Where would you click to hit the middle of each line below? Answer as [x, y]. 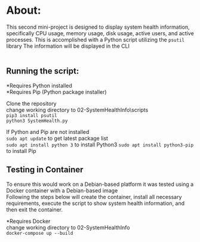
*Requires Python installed [39, 85]
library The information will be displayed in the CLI [68, 46]
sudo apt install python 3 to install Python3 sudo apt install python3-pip [100, 145]
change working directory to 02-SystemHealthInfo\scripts [77, 110]
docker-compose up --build [40, 233]
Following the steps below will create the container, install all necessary [94, 197]
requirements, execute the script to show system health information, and [96, 203]
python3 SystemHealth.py [37, 121]
